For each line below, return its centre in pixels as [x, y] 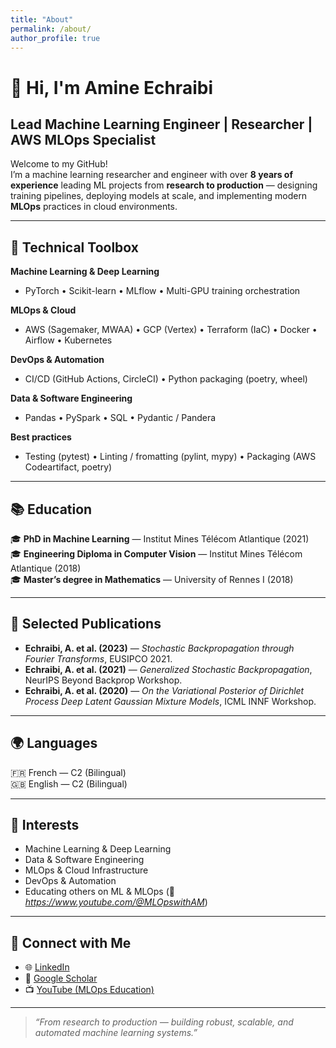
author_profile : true [55, 38]
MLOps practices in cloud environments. [94, 207]
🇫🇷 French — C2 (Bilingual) [68, 772]
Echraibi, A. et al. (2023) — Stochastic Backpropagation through [159, 648]
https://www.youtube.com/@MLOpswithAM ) [116, 902]
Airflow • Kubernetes [68, 340]
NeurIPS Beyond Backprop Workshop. [103, 680]
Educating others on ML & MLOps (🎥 [99, 892]
